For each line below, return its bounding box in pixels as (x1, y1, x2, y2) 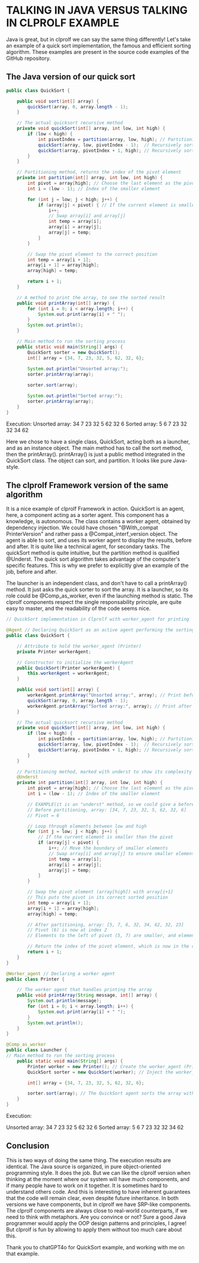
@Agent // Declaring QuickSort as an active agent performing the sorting (6, 627, 195, 633)
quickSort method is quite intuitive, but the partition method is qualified (6, 549, 179, 557)
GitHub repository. (6, 55, 52, 62)
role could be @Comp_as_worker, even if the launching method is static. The (6, 592, 193, 599)
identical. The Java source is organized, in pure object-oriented (6, 1163, 161, 1170)
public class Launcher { (6, 1047, 68, 1053)
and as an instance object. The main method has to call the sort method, (6, 444, 183, 451)
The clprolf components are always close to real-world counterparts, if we (6, 1207, 188, 1214)
